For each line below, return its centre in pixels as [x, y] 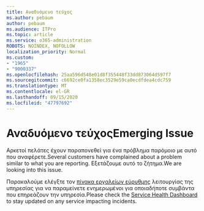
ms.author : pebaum [30, 18]
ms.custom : [20, 57]
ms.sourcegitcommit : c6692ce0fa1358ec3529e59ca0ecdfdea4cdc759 [89, 80]
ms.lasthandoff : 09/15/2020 [42, 97]
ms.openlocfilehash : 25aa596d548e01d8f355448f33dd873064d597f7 [89, 75]
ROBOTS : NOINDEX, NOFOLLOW [41, 46]
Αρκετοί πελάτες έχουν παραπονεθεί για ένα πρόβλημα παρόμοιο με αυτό [102, 150]
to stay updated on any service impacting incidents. [72, 201]
